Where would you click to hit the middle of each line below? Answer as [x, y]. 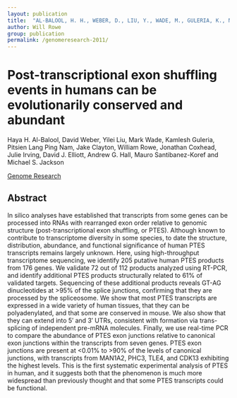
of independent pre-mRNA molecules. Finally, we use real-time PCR [130, 328]
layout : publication [38, 14]
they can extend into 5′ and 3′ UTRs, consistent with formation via [103, 320]
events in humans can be [82, 90]
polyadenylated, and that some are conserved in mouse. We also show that [116, 312]
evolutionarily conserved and [95, 105]
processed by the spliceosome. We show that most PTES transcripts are [112, 298]
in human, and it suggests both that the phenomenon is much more [105, 373]
